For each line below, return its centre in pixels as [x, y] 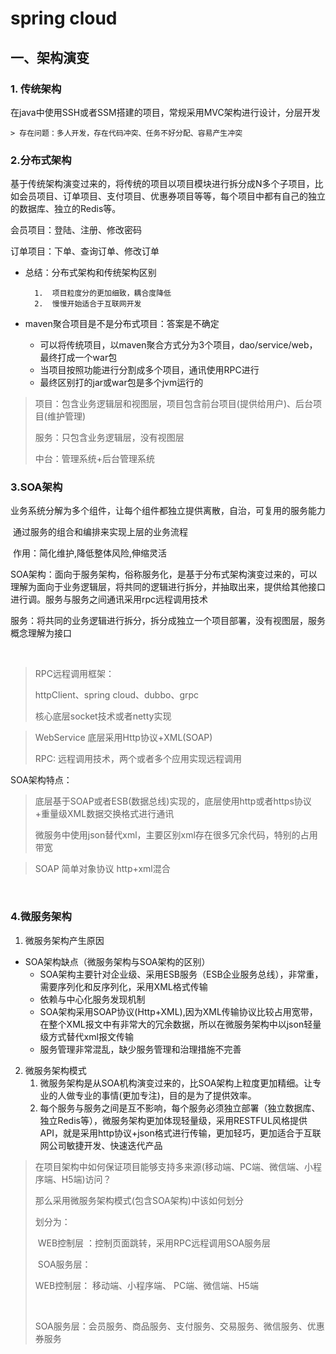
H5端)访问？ [86, 1179]
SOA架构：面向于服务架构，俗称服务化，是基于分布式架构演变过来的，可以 [164, 574]
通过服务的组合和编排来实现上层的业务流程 [100, 532]
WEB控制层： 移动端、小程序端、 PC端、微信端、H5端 [146, 1285]
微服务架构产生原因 [64, 940]
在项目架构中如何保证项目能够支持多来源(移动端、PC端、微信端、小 [174, 1166]
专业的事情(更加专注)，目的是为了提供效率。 [165, 1095]
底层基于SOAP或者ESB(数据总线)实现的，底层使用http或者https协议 [173, 801]
